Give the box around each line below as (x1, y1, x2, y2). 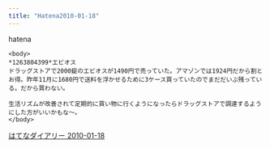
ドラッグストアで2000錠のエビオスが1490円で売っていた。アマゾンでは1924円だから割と (8, 66, 264, 75)
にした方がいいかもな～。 (8, 108, 81, 116)
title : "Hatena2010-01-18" (8, 11, 100, 20)
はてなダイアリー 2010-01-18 (8, 130, 105, 140)
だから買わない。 (19, 84, 69, 92)
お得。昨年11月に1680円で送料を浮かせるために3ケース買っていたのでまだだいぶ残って (8, 75, 257, 83)
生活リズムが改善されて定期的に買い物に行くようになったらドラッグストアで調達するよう (8, 99, 262, 108)
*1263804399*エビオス (8, 58, 77, 66)
